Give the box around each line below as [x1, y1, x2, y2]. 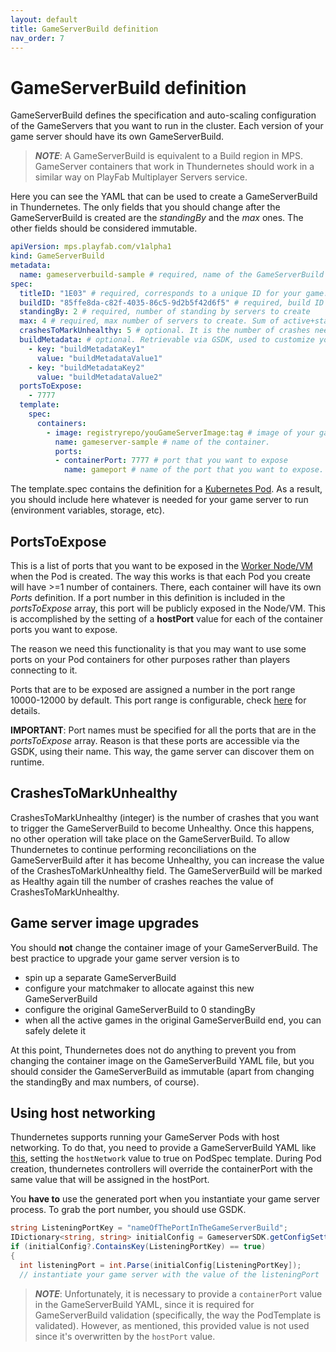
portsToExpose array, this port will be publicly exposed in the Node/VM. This [10, 602, 327, 614]
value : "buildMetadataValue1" [36, 353, 163, 363]
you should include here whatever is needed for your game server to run [10, 494, 309, 506]
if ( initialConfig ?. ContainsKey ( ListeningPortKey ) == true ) [10, 1242, 267, 1252]
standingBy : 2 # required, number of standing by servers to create [19, 307, 311, 317]
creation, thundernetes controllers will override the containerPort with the [10, 1163, 313, 1175]
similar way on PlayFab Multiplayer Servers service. [34, 171, 248, 183]
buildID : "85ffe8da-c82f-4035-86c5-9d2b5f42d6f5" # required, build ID [19, 297, 325, 308]
